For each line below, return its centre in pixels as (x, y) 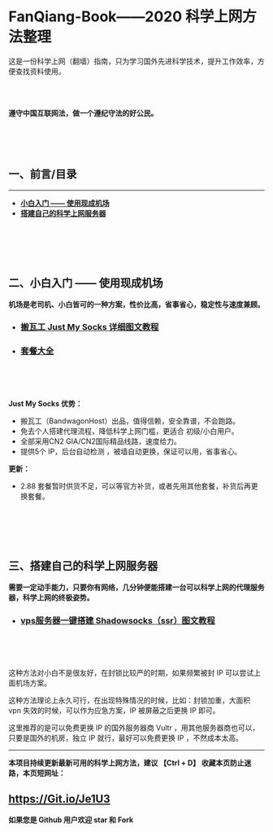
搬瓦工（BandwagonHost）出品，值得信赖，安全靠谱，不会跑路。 (130, 421)
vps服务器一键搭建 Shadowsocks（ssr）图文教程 (117, 620)
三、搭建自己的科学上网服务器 (83, 566)
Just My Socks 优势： (45, 403)
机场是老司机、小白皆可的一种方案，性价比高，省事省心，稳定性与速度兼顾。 (136, 304)
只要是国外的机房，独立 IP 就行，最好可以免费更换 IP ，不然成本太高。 (126, 738)
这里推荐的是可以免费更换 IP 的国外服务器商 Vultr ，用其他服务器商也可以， (134, 727)
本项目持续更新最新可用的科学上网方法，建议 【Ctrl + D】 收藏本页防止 (127, 763)
